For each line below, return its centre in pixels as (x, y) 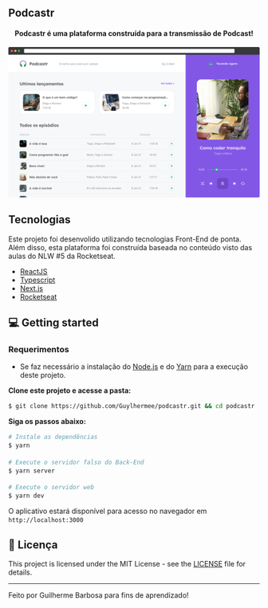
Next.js (32, 288)
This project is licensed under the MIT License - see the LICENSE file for (127, 563)
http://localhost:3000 (46, 520)
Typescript (37, 280)
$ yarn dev (26, 496)
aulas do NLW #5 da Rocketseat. (62, 256)
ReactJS (33, 271)
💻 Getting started (53, 323)
